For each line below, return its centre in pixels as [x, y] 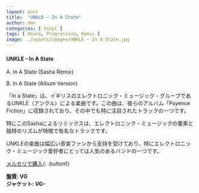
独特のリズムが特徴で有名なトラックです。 [58, 131]
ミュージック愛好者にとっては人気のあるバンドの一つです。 [89, 151]
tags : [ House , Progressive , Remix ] [53, 34]
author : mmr [21, 23]
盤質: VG [17, 176]
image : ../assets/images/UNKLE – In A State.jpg [68, 39]
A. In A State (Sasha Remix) [40, 72]
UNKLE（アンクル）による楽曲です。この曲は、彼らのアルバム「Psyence [101, 103]
